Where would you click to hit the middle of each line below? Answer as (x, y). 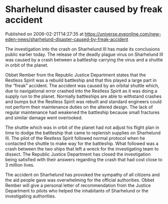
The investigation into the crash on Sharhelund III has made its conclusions (83, 49)
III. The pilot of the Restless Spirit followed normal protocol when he (75, 138)
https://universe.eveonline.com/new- (123, 34)
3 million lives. (20, 165)
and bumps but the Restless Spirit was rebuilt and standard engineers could (83, 101)
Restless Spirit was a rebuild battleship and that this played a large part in (81, 80)
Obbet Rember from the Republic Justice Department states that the (76, 75)
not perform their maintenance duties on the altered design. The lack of (79, 107)
